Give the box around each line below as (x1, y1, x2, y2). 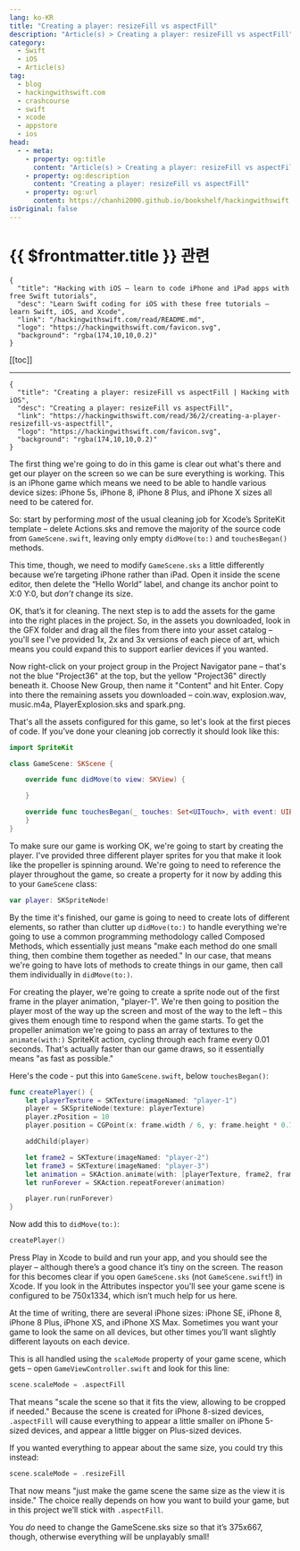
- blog (17, 80, 42, 89)
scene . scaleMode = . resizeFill (9, 1469, 126, 1478)
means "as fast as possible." (9, 1052, 114, 1063)
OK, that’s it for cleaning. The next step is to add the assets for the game (9, 605, 276, 616)
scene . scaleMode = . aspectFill (9, 1380, 126, 1390)
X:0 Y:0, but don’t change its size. (9, 588, 134, 599)
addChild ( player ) (25, 1138, 90, 1146)
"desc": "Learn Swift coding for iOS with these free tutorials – (17, 299, 270, 309)
